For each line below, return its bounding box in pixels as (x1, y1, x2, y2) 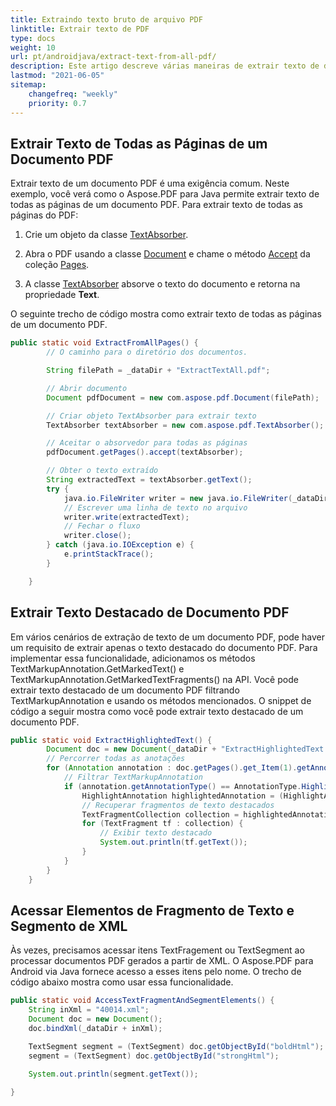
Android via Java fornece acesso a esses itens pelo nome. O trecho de (10, 966, 302, 978)
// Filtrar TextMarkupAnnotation (63, 772, 203, 782)
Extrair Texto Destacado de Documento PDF (10, 604, 290, 621)
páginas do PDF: (10, 209, 79, 221)
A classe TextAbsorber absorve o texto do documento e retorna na (24, 278, 301, 290)
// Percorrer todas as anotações (46, 754, 186, 764)
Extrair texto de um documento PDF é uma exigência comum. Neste (10, 177, 290, 190)
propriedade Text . (24, 289, 100, 301)
